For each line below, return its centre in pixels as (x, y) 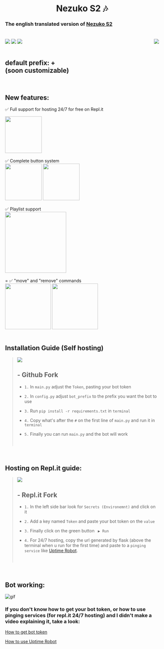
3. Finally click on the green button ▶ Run (66, 531)
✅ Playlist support (23, 209)
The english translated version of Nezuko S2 (59, 24)
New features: (27, 97)
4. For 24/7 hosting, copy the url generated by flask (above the (88, 540)
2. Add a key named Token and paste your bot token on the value (90, 521)
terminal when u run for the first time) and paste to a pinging (85, 546)
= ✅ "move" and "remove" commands (43, 281)
